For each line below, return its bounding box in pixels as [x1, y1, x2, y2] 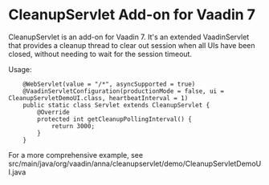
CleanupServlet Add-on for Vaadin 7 [8, 6, 255, 24]
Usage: [8, 64, 32, 74]
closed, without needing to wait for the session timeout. [8, 49, 193, 58]
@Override [37, 108, 70, 116]
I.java [8, 167, 26, 177]
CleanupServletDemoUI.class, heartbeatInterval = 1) [8, 94, 189, 102]
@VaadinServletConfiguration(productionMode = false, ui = [22, 86, 225, 95]
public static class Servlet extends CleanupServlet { [22, 101, 210, 109]
